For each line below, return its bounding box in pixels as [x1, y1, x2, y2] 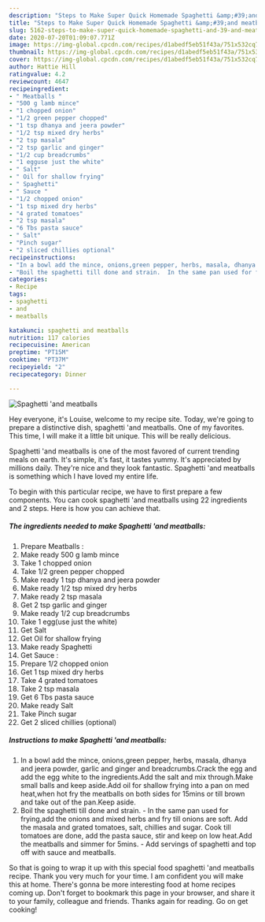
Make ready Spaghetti [20, 642, 93, 651]
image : [9, 41, 31, 49]
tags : [9, 290, 27, 298]
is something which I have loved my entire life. [9, 471, 159, 481]
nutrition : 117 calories [9, 334, 90, 342]
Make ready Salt [20, 700, 74, 710]
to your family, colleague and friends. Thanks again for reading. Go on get [9, 896, 248, 905]
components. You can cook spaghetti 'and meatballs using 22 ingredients [9, 495, 248, 505]
